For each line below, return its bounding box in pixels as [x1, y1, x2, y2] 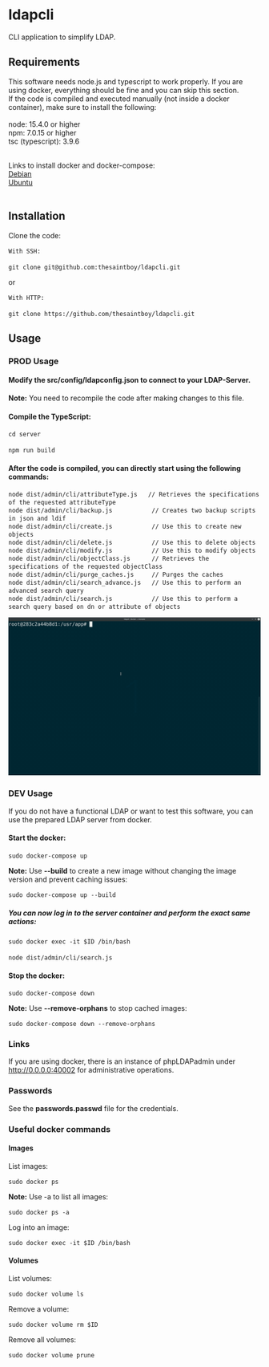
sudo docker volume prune [8, 1352, 94, 1360]
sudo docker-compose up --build [8, 890, 116, 899]
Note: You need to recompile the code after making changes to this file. [8, 393, 244, 403]
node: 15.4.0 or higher [8, 119, 81, 129]
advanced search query [8, 587, 84, 595]
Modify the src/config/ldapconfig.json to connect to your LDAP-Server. [8, 375, 251, 385]
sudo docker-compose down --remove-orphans [8, 1020, 156, 1028]
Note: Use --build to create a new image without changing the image [8, 866, 237, 875]
